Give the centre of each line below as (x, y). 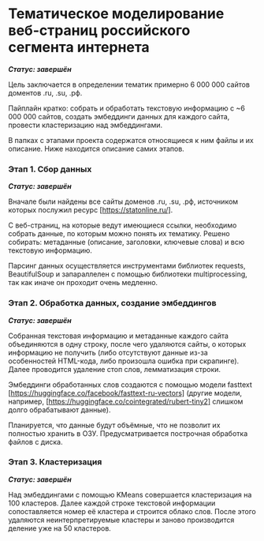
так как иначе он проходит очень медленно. (83, 283)
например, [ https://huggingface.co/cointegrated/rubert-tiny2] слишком (126, 401)
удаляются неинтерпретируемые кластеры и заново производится (121, 520)
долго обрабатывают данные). (60, 410)
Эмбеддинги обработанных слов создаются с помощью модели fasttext (130, 385)
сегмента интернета (79, 47)
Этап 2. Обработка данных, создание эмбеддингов (112, 303)
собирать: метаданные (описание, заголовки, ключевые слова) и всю (126, 242)
